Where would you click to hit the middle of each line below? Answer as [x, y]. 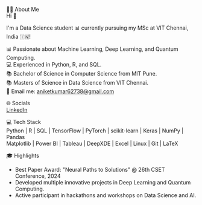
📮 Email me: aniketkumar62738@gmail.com [60, 91]
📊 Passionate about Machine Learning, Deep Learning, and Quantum [93, 49]
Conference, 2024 [38, 176]
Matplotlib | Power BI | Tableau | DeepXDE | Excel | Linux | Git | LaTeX [92, 143]
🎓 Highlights [23, 155]
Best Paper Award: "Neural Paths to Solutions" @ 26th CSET [90, 170]
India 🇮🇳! [19, 37]
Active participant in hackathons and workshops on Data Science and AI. [106, 195]
